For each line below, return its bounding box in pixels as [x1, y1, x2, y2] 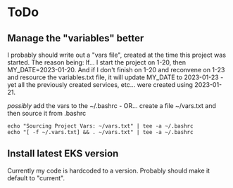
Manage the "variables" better [7, 32, 144, 44]
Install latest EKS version [7, 148, 119, 160]
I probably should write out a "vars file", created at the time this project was [7, 51, 227, 59]
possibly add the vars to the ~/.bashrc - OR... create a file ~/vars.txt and [7, 102, 217, 109]
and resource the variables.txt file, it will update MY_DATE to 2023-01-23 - [7, 73, 224, 81]
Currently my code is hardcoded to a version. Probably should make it [7, 166, 210, 175]
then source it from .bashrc [7, 109, 87, 117]
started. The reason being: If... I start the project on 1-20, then [7, 58, 187, 67]
